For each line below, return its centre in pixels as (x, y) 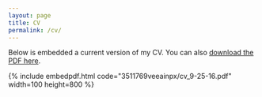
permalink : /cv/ (35, 30)
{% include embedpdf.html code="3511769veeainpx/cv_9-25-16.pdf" (120, 76)
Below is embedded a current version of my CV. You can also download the (131, 53)
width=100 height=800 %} (51, 84)
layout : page (30, 15)
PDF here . (25, 61)
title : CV (25, 23)
